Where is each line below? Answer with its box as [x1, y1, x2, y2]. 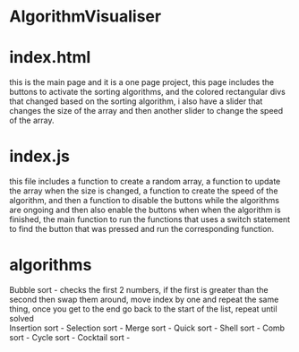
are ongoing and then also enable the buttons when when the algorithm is [9, 204, 281, 216]
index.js [9, 146, 70, 167]
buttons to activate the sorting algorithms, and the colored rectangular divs [9, 87, 286, 98]
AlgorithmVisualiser [9, 6, 162, 27]
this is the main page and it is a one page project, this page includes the [9, 77, 275, 88]
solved [9, 313, 34, 323]
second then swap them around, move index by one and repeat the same [9, 294, 279, 305]
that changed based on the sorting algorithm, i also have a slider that [9, 96, 263, 107]
